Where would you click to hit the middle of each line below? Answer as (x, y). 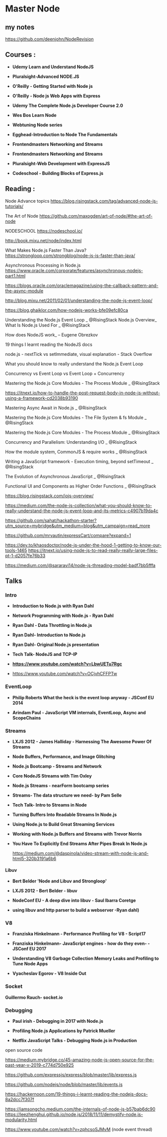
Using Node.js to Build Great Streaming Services (63, 824)
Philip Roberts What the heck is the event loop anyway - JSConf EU (83, 697)
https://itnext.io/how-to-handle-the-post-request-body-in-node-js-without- (83, 393)
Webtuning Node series (37, 125)
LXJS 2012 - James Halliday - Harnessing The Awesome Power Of (82, 741)
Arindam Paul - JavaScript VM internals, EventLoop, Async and (79, 712)
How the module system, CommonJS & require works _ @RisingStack (76, 452)
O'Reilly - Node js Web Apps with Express (56, 96)
